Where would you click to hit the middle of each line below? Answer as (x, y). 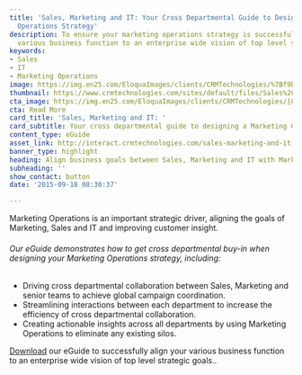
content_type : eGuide (50, 135)
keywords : (28, 51)
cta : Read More (38, 110)
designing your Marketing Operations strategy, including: (115, 258)
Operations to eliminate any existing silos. (99, 334)
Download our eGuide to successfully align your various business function (147, 351)
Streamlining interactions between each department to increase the (147, 305)
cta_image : (30, 101)
